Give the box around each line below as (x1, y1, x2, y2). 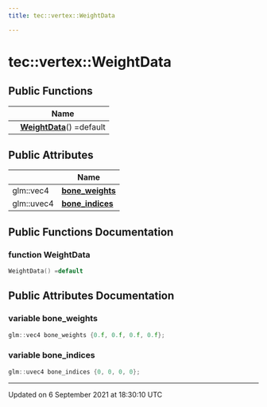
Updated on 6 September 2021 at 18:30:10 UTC (8, 390, 163, 399)
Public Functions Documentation (8, 225, 174, 238)
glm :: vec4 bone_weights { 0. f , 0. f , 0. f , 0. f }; (8, 331, 165, 339)
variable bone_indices (8, 350, 95, 361)
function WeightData (8, 249, 91, 260)
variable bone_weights (8, 313, 98, 324)
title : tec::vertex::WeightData (8, 11, 115, 20)
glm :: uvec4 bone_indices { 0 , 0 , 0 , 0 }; (8, 367, 141, 376)
